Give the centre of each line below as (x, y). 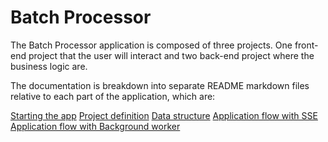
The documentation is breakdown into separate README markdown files (160, 85)
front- (306, 45)
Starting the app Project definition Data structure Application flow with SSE (164, 115)
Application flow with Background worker (95, 126)
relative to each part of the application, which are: (113, 96)
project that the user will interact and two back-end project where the (171, 55)
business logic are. (49, 66)
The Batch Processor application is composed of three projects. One (151, 45)
